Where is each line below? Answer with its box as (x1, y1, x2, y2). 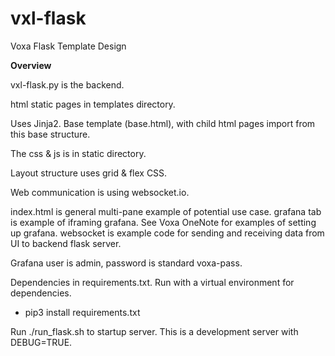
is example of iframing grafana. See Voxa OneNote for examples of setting (10, 216, 317, 228)
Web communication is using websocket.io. (10, 186, 190, 198)
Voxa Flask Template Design (10, 40, 127, 52)
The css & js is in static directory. (10, 147, 147, 159)
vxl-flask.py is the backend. (10, 78, 125, 91)
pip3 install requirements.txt (24, 306, 141, 318)
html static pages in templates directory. (10, 98, 176, 110)
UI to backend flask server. (10, 237, 122, 249)
